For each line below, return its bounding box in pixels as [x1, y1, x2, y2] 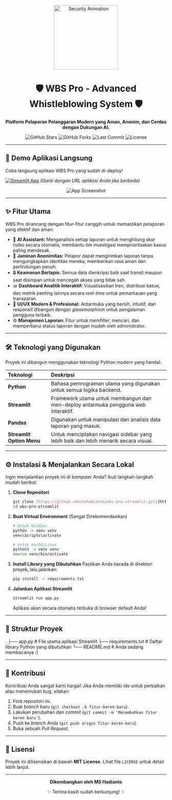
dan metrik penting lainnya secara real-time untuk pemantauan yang [12, 290, 158, 296]
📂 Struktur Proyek [5, 625, 63, 633]
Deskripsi [51, 371, 75, 378]
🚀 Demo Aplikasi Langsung [5, 154, 93, 162]
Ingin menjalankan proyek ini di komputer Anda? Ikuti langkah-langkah [5, 474, 154, 480]
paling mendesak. [12, 247, 51, 253]
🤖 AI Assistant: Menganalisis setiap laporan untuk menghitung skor [12, 236, 156, 242]
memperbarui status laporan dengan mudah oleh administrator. [12, 322, 146, 329]
